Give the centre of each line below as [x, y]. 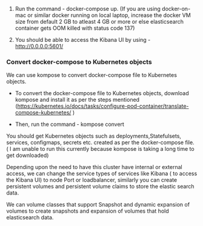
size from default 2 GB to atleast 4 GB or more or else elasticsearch [99, 22]
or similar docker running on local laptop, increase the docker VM [109, 15]
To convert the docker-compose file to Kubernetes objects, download [102, 93]
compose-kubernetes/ [43, 113]
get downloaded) [28, 155]
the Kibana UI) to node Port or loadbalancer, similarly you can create [92, 180]
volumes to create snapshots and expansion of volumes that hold [88, 211]
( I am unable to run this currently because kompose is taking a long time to [101, 149]
